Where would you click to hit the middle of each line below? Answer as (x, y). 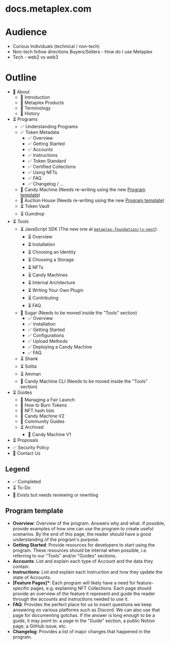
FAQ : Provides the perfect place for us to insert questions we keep (82, 604)
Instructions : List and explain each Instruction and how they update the (88, 572)
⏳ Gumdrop (32, 214)
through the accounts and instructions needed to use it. (71, 599)
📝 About (21, 92)
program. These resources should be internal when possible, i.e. (80, 550)
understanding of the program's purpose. (56, 539)
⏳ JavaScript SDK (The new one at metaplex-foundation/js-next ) (89, 229)
